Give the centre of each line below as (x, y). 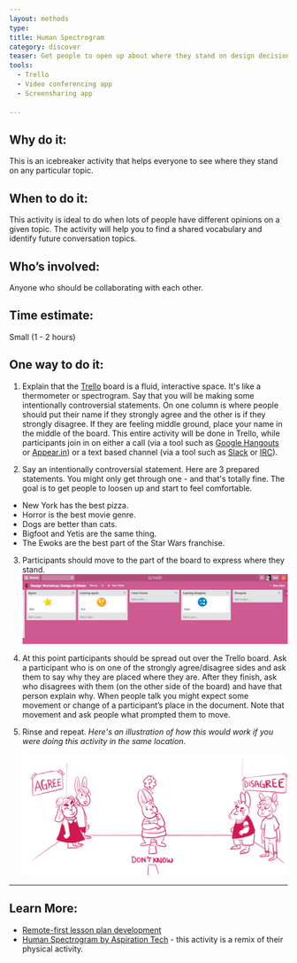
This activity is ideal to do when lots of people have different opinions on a (145, 220)
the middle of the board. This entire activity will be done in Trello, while (151, 433)
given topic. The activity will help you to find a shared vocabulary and (136, 229)
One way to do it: (57, 365)
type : (19, 28)
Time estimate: (52, 316)
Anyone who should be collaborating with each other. (106, 287)
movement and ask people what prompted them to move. (126, 715)
